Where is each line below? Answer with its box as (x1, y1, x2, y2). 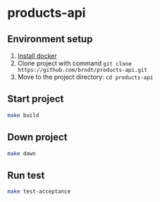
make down (7, 150, 37, 157)
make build (7, 111, 39, 119)
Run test (7, 169, 45, 181)
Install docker (17, 51, 58, 60)
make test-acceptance (7, 188, 71, 195)
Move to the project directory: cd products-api (17, 72, 154, 81)
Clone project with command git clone (17, 59, 132, 68)
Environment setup (7, 33, 93, 45)
